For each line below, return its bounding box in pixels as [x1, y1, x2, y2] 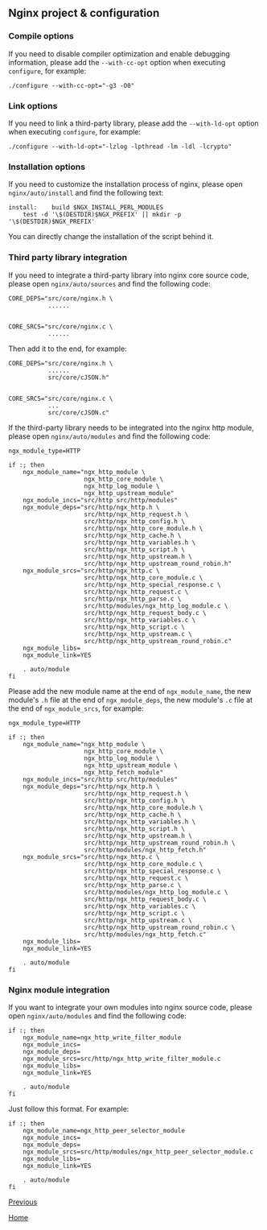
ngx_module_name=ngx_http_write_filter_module [23, 1034, 182, 1042]
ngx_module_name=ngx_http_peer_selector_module [23, 1126, 185, 1134]
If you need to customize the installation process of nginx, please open [8, 180, 244, 189]
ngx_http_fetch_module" [84, 768, 163, 776]
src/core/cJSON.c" [47, 408, 110, 417]
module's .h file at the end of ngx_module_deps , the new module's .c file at [8, 695, 253, 704]
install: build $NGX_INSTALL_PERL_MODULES [8, 204, 163, 212]
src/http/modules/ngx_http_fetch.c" [84, 930, 207, 939]
